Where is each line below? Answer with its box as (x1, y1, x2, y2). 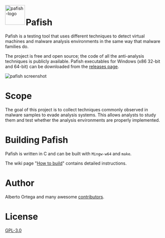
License (5, 211, 38, 222)
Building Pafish (5, 135, 68, 146)
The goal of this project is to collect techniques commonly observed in (5, 106, 148, 112)
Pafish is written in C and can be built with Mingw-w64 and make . (5, 150, 132, 157)
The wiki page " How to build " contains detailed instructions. (5, 160, 127, 166)
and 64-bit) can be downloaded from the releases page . (5, 64, 119, 69)
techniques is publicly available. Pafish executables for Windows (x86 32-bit (5, 58, 161, 64)
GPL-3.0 (5, 227, 22, 233)
